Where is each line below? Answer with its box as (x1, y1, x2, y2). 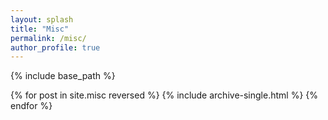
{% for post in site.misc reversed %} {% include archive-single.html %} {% (10, 89, 319, 101)
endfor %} (10, 100, 53, 112)
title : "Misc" (10, 24, 70, 34)
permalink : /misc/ (10, 33, 87, 43)
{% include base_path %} (10, 70, 116, 82)
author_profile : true (10, 42, 101, 53)
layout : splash (10, 14, 74, 25)
